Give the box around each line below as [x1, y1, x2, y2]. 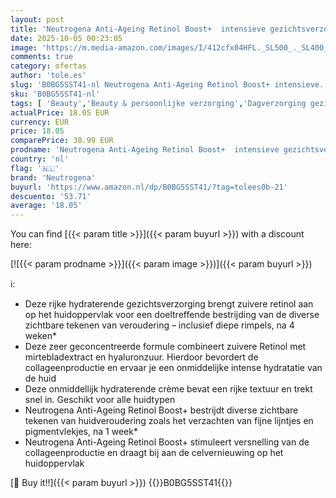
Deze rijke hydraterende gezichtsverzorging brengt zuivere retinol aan [24, 298, 314, 310]
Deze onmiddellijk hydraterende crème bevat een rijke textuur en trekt [24, 383, 313, 395]
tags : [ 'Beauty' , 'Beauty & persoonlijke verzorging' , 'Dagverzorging [10, 98, 307, 108]
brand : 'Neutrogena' [10, 172, 97, 183]
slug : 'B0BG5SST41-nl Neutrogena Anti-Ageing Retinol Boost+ [10, 80, 271, 90]
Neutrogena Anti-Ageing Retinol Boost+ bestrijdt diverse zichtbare [24, 404, 299, 416]
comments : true [10, 52, 74, 62]
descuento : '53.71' [10, 191, 92, 201]
